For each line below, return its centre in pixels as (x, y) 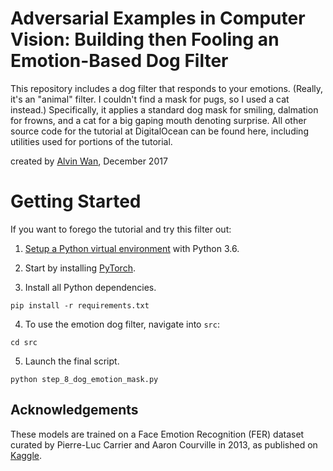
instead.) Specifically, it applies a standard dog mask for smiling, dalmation (164, 109)
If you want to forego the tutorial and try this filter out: (121, 229)
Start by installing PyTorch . (80, 268)
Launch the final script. (72, 361)
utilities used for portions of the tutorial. (91, 141)
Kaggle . (26, 455)
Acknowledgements (74, 410)
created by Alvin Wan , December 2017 (89, 161)
